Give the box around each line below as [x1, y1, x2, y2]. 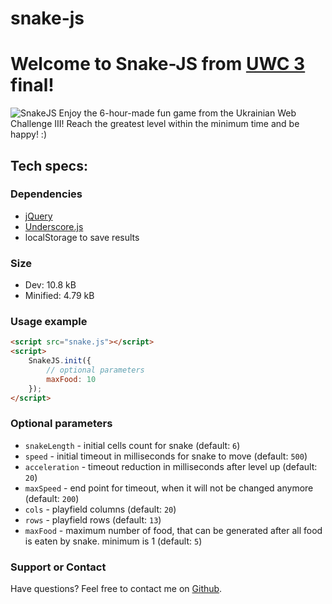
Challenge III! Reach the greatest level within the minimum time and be [10, 118, 300, 130]
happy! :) [10, 128, 47, 141]
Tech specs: [10, 157, 88, 174]
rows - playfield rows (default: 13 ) [24, 513, 162, 526]
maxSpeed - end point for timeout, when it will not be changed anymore [24, 482, 314, 494]
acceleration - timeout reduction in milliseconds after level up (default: [24, 460, 318, 472]
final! [10, 74, 55, 97]
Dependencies [10, 187, 83, 201]
